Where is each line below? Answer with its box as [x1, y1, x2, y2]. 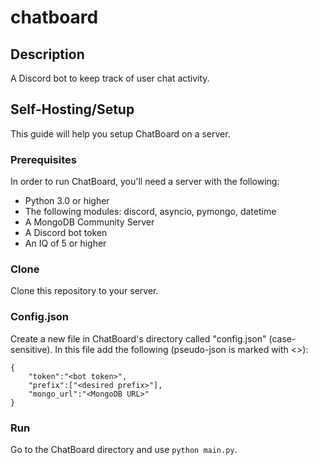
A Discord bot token [24, 227, 108, 239]
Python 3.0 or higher [24, 195, 110, 207]
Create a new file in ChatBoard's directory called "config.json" [10, 332, 267, 345]
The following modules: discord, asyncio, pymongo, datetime [24, 206, 277, 218]
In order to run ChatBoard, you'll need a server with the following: [10, 176, 280, 188]
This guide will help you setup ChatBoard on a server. [10, 127, 231, 140]
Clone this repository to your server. [10, 285, 159, 297]
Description [10, 46, 85, 63]
